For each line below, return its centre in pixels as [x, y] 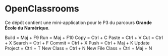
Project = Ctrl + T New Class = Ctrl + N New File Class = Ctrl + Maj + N [78, 48]
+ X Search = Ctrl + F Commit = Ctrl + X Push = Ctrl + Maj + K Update [77, 42]
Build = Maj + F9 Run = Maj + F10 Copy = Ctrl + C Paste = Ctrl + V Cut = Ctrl [84, 37]
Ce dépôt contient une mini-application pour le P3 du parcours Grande [78, 22]
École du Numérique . [27, 27]
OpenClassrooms [42, 9]
